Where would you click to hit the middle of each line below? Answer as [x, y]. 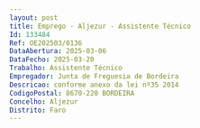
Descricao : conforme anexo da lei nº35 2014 [94, 85]
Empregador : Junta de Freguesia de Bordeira [94, 77]
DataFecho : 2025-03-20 [52, 59]
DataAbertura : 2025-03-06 [58, 51]
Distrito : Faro [38, 110]
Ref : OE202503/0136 [46, 43]
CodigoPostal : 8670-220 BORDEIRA [72, 93]
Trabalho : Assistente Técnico [66, 69]
